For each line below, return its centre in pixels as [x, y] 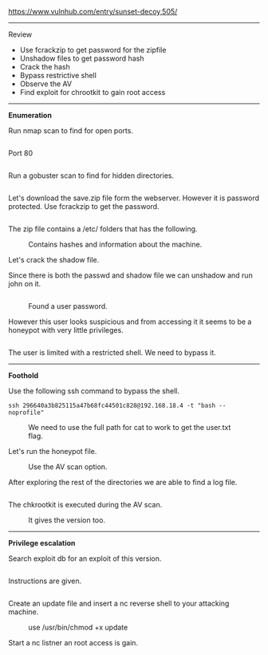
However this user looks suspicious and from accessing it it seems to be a [130, 322]
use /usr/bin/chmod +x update [78, 627]
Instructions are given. [45, 581]
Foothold [24, 375]
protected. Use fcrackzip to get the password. [84, 206]
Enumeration [30, 115]
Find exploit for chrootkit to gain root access [93, 92]
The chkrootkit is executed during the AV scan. [85, 505]
